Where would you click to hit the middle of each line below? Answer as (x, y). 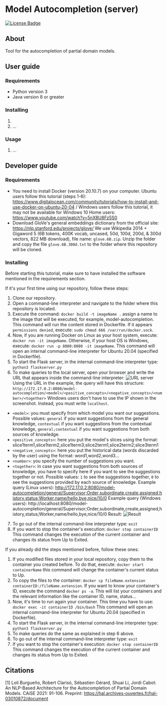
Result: (115, 514)
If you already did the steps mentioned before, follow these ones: (72, 549)
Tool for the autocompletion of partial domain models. (60, 51)
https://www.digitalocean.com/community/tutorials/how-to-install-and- (85, 202)
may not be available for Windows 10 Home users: (64, 212)
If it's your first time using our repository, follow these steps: (67, 288)
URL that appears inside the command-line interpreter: (68, 378)
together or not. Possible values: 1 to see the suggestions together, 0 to (85, 477)
